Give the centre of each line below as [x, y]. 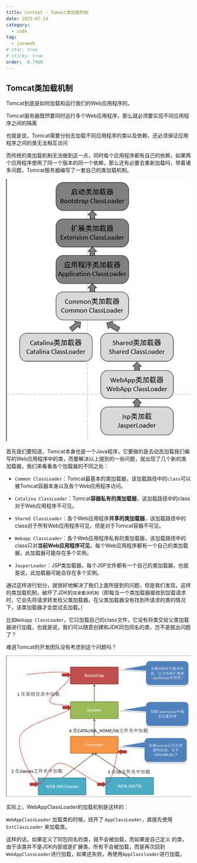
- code [19, 31]
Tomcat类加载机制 [40, 88]
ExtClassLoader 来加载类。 [38, 827]
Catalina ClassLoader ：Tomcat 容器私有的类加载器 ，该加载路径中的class [102, 499]
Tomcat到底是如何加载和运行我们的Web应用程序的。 [69, 104]
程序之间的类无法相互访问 [37, 143]
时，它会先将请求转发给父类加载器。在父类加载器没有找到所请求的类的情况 [96, 600]
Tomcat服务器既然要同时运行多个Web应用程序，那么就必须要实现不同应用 [95, 116]
